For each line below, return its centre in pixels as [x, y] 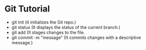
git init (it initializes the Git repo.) [44, 22]
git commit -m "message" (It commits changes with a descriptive [76, 37]
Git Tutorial [27, 9]
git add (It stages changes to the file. [48, 32]
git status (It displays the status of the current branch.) [66, 27]
